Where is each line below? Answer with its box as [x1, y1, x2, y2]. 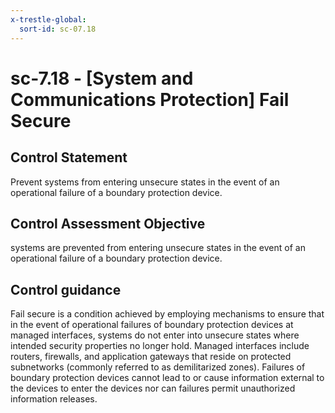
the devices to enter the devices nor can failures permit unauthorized [10, 382, 296, 395]
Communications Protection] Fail [10, 88, 290, 111]
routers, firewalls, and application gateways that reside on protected [10, 351, 292, 363]
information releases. [10, 393, 98, 405]
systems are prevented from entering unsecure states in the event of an [10, 242, 306, 254]
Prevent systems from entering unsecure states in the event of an [10, 176, 280, 188]
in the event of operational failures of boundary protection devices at [10, 319, 294, 331]
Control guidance [10, 281, 122, 298]
